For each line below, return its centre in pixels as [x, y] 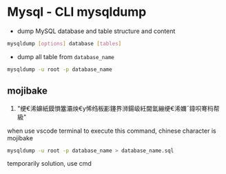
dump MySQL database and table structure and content [96, 31]
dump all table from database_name [66, 56]
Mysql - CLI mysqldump [77, 12]
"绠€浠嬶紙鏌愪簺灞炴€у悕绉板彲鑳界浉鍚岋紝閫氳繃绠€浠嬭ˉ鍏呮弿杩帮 [118, 108]
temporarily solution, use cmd [49, 164]
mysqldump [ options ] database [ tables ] [64, 43]
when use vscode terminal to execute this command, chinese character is [112, 131]
